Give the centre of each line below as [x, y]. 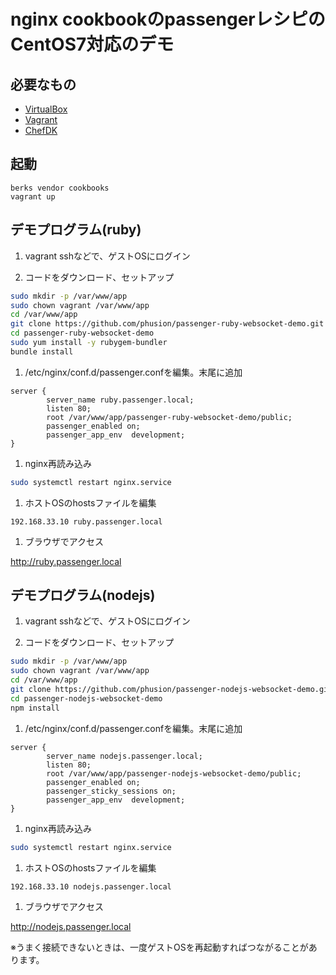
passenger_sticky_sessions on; [111, 791]
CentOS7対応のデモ [92, 44]
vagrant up [33, 196]
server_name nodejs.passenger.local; [124, 756]
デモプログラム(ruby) [76, 230]
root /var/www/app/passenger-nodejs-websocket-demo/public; [174, 773]
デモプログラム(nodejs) [83, 595]
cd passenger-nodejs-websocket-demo [86, 698]
